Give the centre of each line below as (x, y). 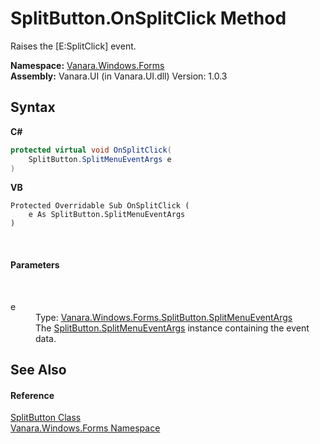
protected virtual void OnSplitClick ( (91, 150)
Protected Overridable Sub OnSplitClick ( (100, 206)
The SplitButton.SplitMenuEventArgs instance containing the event (172, 328)
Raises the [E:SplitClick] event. (73, 46)
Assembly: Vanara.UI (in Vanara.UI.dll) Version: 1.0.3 (119, 76)
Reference (32, 395)
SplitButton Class (46, 418)
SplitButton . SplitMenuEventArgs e (100, 159)
